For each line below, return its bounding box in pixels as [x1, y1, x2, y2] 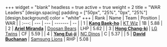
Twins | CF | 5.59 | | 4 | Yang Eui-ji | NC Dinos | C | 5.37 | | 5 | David [5, 31, 146, 36]
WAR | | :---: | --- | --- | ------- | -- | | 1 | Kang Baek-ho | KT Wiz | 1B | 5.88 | [5, 20, 162, 26]
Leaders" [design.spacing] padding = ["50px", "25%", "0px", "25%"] [5, 9, 147, 15]
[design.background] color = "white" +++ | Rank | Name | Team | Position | [5, 15, 160, 20]
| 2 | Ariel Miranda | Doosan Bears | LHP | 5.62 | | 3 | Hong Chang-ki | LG [5, 25, 157, 31]
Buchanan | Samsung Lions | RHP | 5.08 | [5, 36, 92, 42]
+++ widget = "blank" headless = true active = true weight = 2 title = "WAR [5, 4, 161, 10]
